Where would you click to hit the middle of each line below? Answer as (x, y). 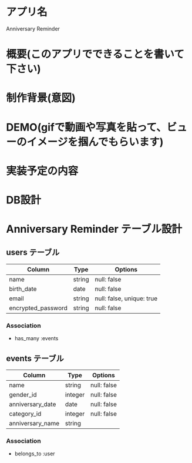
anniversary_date (33, 404)
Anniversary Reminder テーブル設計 (94, 229)
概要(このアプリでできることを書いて (95, 54)
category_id (25, 414)
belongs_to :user (35, 454)
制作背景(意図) (41, 98)
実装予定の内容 (42, 171)
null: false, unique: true (126, 298)
